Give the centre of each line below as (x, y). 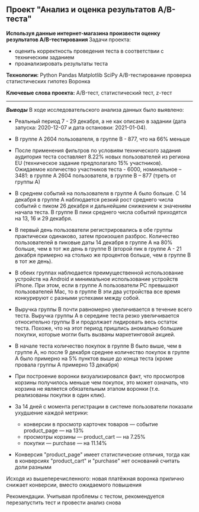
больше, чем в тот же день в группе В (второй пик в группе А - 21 (98, 248)
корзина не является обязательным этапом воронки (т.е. (87, 388)
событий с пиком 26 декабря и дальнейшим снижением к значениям (103, 206)
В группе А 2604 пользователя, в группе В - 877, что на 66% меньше (102, 139)
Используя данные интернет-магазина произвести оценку (83, 33)
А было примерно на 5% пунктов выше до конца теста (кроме (94, 358)
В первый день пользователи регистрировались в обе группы (94, 229)
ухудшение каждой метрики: (52, 413)
